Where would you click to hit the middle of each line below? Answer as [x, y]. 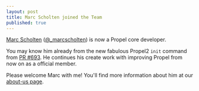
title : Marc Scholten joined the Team [54, 17]
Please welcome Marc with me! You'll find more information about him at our [100, 76]
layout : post [22, 12]
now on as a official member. [42, 64]
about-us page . [25, 81]
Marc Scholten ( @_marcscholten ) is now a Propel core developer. [86, 40]
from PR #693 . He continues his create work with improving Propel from [94, 58]
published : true [26, 23]
